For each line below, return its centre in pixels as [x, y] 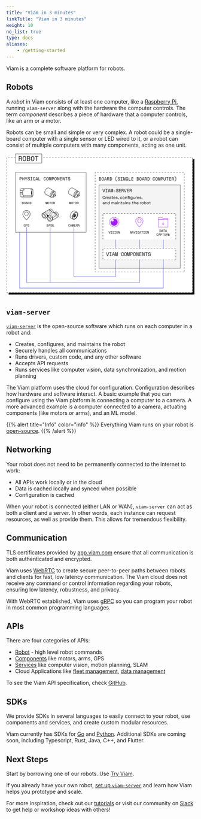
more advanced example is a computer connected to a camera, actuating [97, 407]
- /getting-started [41, 51]
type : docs [20, 38]
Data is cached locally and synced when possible [76, 489]
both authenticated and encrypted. [49, 559]
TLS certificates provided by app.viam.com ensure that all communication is [100, 552]
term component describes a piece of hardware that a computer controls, [97, 114]
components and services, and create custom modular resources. [87, 723]
